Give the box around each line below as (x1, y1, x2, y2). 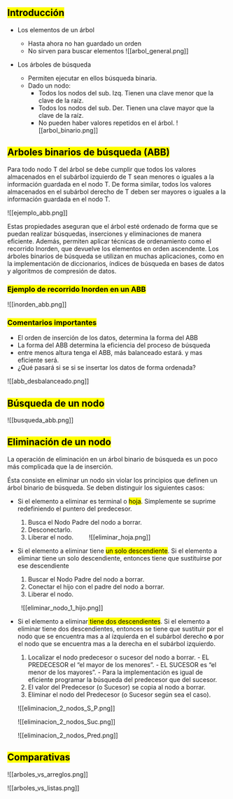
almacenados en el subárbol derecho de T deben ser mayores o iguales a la (7, 187, 226, 196)
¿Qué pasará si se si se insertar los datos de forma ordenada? (17, 363, 196, 372)
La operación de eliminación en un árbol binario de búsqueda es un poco (7, 455, 218, 463)
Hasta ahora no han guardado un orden (27, 39, 142, 48)
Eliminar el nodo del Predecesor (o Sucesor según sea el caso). (27, 690, 211, 699)
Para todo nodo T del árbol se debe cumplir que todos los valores (7, 165, 197, 173)
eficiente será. (17, 356, 59, 365)
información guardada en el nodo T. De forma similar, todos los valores (7, 180, 212, 188)
